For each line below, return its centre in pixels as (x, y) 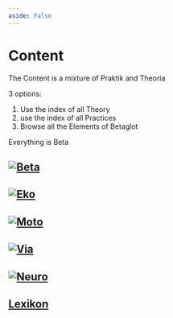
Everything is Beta (39, 142)
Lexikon (29, 304)
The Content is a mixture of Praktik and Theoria (87, 78)
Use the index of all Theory (65, 109)
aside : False (30, 16)
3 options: (25, 93)
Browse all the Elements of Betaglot (79, 126)
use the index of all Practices (68, 118)
